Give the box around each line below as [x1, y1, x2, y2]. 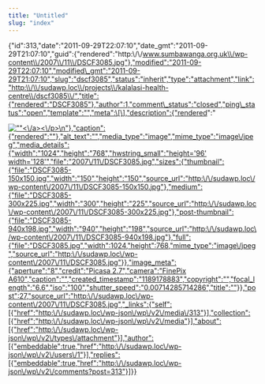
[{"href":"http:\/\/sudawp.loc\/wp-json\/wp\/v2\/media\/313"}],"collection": [8, 307, 251, 317]
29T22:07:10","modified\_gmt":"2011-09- [8, 66, 140, 75]
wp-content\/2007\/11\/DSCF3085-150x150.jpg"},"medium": [8, 182, 203, 191]
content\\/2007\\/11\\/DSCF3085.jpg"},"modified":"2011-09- [8, 57, 202, 67]
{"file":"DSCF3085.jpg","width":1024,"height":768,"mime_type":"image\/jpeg [8, 240, 256, 250]
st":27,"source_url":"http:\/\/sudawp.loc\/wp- [8, 291, 154, 300]
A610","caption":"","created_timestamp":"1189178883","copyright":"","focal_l [8, 274, 255, 284]
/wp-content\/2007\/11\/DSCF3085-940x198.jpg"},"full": [8, 232, 192, 242]
